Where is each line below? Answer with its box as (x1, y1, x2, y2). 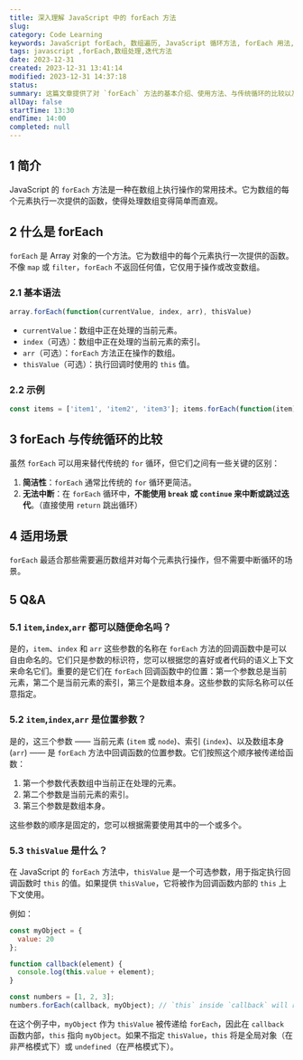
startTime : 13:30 (9, 106, 75, 115)
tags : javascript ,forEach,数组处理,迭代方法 (9, 47, 173, 56)
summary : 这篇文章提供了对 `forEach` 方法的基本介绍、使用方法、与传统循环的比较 (9, 89, 286, 98)
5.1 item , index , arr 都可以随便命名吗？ (9, 620, 172, 633)
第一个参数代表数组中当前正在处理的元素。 (22, 777, 181, 788)
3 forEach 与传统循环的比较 (9, 431, 163, 448)
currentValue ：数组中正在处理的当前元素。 (22, 325, 182, 336)
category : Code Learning (9, 30, 103, 39)
